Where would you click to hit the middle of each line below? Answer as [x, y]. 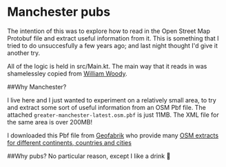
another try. [24, 53]
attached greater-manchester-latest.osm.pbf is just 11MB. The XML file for [113, 115]
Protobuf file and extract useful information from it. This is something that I [113, 38]
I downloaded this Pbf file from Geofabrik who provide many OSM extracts [113, 135]
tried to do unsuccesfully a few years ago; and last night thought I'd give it [113, 45]
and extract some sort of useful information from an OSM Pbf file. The [107, 107]
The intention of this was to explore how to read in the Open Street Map [109, 31]
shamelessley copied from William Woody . [67, 74]
